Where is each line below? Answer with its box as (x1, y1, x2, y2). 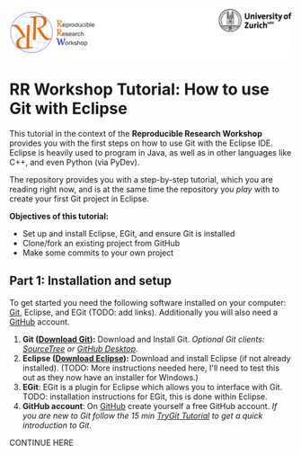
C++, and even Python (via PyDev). (9, 156, 140, 167)
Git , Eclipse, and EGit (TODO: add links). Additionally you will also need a (9, 307, 279, 317)
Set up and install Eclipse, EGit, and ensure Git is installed (22, 227, 235, 238)
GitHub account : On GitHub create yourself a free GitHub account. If (22, 400, 278, 411)
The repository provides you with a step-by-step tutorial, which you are (9, 174, 274, 184)
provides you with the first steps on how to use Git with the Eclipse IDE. (9, 138, 273, 148)
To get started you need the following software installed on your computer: (9, 297, 287, 308)
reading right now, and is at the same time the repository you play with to (9, 183, 280, 194)
